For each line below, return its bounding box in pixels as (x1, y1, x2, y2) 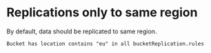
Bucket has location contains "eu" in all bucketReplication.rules (6, 40, 205, 47)
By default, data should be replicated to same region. (6, 27, 157, 35)
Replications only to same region (6, 5, 198, 20)
